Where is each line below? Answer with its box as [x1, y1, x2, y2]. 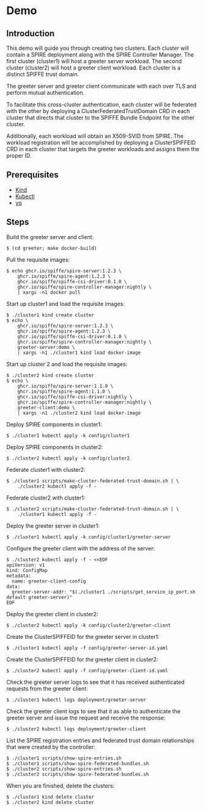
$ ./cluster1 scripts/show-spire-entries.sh [6, 755, 122, 761]
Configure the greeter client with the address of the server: [6, 544, 155, 552]
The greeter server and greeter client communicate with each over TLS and [6, 82, 197, 90]
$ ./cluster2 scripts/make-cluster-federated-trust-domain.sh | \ [6, 506, 179, 512]
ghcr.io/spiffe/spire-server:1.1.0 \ [17, 383, 114, 389]
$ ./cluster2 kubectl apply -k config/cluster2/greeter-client [6, 622, 171, 629]
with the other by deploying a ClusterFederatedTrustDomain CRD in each [6, 108, 190, 114]
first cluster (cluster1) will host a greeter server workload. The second [6, 58, 182, 65]
